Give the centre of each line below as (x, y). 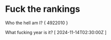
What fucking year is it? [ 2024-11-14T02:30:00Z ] (56, 32)
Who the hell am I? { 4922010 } (37, 23)
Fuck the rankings (43, 9)
